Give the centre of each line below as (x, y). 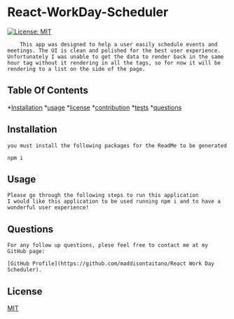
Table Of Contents (48, 91)
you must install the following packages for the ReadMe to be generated (117, 145)
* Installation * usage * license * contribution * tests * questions (95, 107)
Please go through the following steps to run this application (103, 196)
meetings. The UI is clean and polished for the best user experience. (114, 50)
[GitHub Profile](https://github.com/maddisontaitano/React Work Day (111, 264)
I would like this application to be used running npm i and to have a (114, 202)
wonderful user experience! (48, 208)
